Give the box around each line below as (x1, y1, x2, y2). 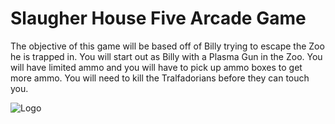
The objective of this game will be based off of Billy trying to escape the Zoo (10, 40, 325, 52)
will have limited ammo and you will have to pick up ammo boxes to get (10, 61, 303, 73)
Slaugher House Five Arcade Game (10, 7, 307, 30)
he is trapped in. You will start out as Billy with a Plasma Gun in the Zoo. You (10, 50, 323, 62)
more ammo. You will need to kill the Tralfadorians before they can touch (10, 72, 310, 84)
